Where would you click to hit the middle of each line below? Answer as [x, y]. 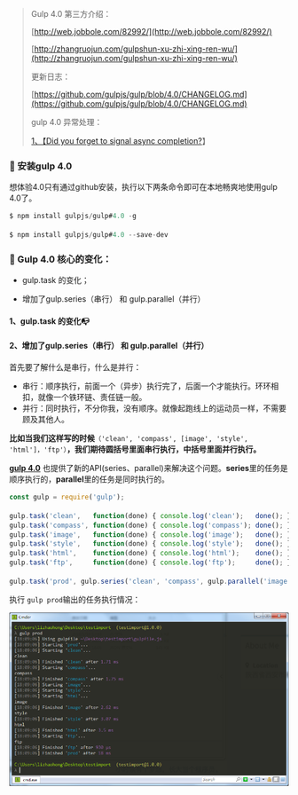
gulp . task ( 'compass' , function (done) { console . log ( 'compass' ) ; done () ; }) [152, 525]
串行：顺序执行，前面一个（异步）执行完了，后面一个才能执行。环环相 [150, 386]
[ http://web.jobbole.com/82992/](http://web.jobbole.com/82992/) [151, 31]
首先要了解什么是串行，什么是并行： [75, 367]
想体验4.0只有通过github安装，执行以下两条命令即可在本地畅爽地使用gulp [143, 187]
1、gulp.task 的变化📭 [50, 321]
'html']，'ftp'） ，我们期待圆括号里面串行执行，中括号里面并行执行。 [135, 449]
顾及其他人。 [45, 420]
